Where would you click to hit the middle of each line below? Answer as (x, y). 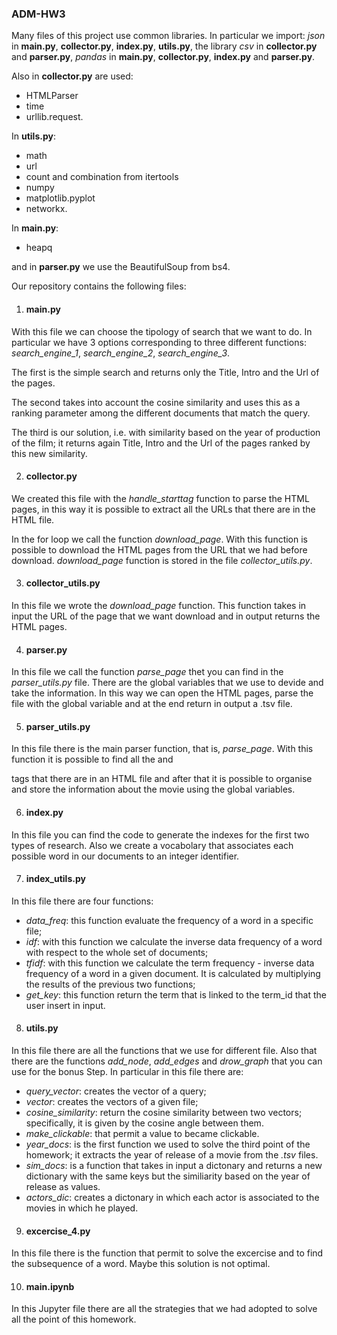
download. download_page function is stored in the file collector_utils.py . (162, 560)
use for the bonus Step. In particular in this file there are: (127, 1071)
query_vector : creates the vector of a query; (116, 1091)
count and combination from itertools (102, 177)
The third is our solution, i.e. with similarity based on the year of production (166, 432)
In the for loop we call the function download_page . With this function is (160, 539)
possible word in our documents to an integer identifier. (125, 856)
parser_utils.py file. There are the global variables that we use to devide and (167, 683)
